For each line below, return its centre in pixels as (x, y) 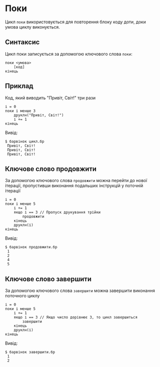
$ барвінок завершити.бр (30, 352)
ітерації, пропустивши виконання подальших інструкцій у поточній (74, 186)
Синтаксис (22, 42)
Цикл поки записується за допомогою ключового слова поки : (69, 54)
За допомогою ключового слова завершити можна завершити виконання (80, 291)
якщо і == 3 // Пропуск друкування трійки (57, 213)
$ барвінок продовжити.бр (31, 247)
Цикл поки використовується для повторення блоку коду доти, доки (76, 22)
